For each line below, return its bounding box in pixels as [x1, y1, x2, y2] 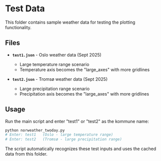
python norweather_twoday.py [5, 128, 65, 133]
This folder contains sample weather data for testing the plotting [5, 19, 135, 25]
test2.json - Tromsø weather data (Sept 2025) [12, 76, 108, 82]
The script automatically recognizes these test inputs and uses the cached [5, 146, 157, 152]
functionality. [5, 24, 32, 30]
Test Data [5, 3, 45, 14]
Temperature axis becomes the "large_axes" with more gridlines [19, 66, 150, 72]
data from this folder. [5, 151, 48, 157]
